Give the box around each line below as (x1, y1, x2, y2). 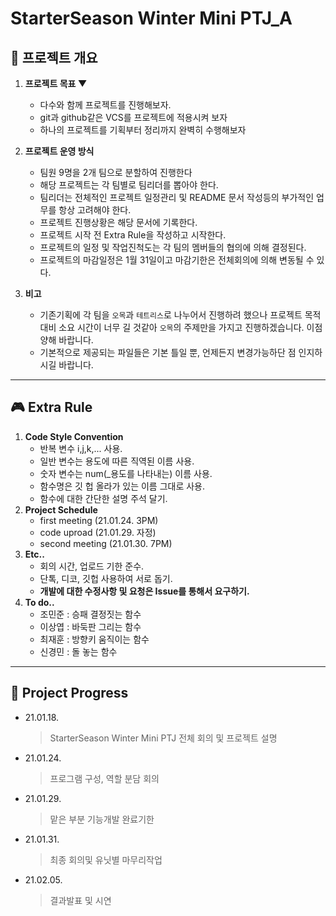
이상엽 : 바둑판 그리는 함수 (39, 620, 142, 632)
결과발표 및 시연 (49, 894, 112, 906)
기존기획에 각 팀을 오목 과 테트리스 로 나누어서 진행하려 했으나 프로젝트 (39, 309, 303, 321)
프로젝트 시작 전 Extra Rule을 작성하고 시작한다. (39, 229, 227, 241)
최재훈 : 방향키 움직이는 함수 (39, 633, 150, 645)
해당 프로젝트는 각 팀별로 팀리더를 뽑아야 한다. (39, 179, 219, 191)
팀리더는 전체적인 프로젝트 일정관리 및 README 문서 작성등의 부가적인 (39, 192, 315, 203)
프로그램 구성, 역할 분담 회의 (49, 772, 160, 784)
